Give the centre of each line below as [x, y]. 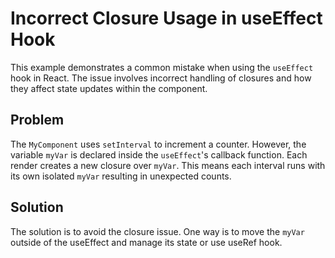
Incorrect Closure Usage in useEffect [166, 18]
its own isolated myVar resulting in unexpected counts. [121, 176]
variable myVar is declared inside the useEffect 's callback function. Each [159, 154]
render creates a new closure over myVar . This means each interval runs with [168, 165]
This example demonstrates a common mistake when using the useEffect [162, 67]
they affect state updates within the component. [109, 88]
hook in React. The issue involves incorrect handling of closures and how [161, 78]
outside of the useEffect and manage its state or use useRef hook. [146, 242]
